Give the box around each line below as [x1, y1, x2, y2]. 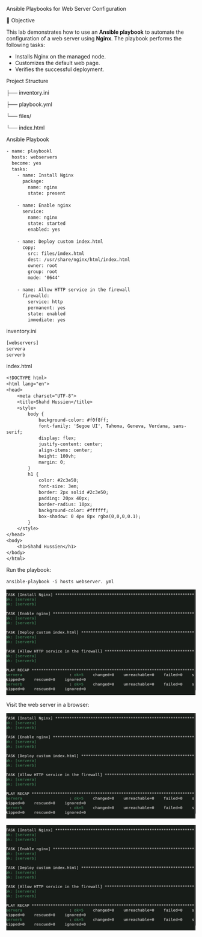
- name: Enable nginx [17, 202, 71, 208]
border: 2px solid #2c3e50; [38, 489, 109, 495]
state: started [28, 221, 66, 227]
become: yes [11, 160, 42, 166]
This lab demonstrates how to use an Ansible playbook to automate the [6, 28, 185, 36]
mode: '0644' [28, 275, 61, 281]
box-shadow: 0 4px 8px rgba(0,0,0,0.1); [38, 513, 141, 519]
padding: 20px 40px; [38, 495, 90, 501]
